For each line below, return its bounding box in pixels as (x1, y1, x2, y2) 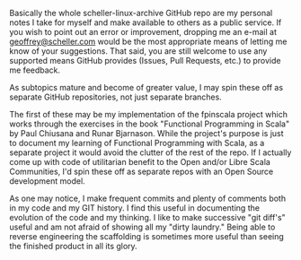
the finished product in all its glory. (9, 241, 137, 251)
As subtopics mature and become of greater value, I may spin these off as (9, 82, 284, 92)
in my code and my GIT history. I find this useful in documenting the (9, 203, 261, 213)
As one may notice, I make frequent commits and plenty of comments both (9, 193, 286, 204)
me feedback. (9, 65, 61, 75)
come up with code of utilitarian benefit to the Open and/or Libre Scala (9, 157, 271, 167)
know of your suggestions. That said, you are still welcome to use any (9, 46, 268, 56)
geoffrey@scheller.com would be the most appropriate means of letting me (9, 36, 288, 47)
